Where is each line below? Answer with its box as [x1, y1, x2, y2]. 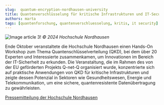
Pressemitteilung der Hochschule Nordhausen [5, 95, 98, 101]
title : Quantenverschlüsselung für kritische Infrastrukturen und [5, 12, 143, 17]
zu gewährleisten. [5, 85, 41, 91]
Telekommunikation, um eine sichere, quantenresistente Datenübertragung [5, 80, 156, 86]
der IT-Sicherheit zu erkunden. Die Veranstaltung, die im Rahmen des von [5, 59, 153, 65]
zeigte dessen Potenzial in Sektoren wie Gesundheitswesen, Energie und [5, 75, 152, 81]
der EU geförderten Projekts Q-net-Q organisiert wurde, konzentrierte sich [5, 64, 155, 70]
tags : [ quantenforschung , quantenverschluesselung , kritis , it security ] [5, 21, 159, 26]
